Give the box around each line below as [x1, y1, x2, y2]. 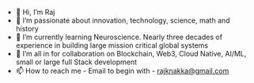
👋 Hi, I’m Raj [15, 8, 55, 16]
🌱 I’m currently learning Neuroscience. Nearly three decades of [15, 32, 223, 41]
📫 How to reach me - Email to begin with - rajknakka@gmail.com [15, 67, 229, 75]
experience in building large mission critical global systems [15, 41, 209, 50]
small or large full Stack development [15, 57, 137, 67]
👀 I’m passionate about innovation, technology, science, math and [15, 16, 231, 25]
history [15, 24, 40, 33]
